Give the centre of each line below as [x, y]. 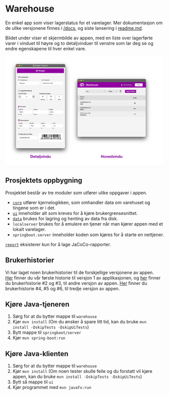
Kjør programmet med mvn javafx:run [52, 387]
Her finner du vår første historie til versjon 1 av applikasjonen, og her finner [83, 277]
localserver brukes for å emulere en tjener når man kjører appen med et [88, 224]
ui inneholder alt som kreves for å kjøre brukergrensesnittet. [75, 213]
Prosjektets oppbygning [44, 180]
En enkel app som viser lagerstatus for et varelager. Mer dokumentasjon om [84, 23]
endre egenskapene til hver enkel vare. [46, 48]
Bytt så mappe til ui [33, 382]
